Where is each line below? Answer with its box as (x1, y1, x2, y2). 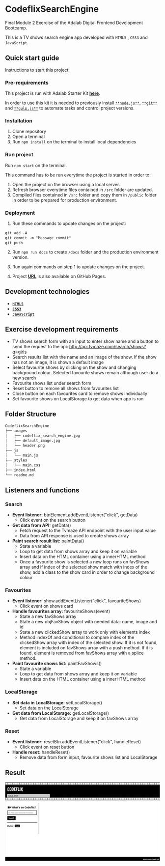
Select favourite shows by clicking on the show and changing (12, 364, 137, 370)
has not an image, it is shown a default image (12, 359, 104, 365)
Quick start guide (5, 54, 59, 62)
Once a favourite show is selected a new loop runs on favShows (19, 559, 150, 565)
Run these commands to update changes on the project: (12, 220, 126, 226)
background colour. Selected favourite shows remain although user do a (12, 369, 159, 375)
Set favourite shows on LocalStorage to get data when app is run (12, 395, 144, 401)
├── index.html (5, 468, 36, 473)
